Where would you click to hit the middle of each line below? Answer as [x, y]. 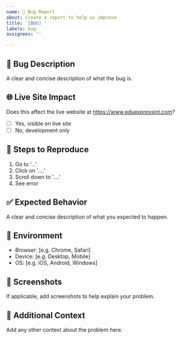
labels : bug [21, 29]
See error [27, 183]
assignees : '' [24, 34]
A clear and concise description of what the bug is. [69, 78]
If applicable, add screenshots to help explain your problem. [81, 296]
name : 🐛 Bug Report [31, 12]
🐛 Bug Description [41, 64]
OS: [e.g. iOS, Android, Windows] [56, 263]
